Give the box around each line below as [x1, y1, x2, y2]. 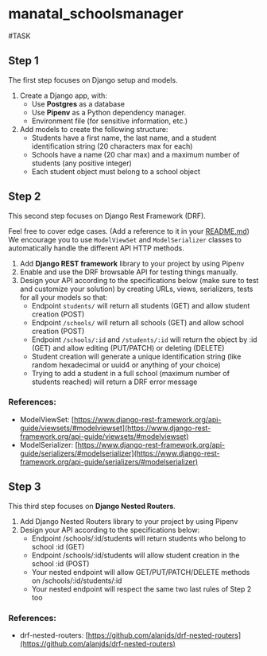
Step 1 [8, 54, 40, 68]
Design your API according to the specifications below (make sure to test [19, 275, 259, 285]
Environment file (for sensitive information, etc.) [31, 116, 188, 126]
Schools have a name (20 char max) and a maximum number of [31, 149, 240, 159]
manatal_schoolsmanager [8, 5, 184, 23]
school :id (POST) [31, 558, 90, 569]
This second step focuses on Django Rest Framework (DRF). [8, 211, 207, 220]
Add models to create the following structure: [19, 124, 168, 134]
